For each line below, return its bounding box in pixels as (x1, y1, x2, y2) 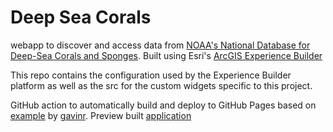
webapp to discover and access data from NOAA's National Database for (10, 39, 311, 51)
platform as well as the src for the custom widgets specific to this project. (10, 79, 313, 91)
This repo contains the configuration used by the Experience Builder (10, 69, 292, 81)
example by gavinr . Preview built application (10, 109, 192, 121)
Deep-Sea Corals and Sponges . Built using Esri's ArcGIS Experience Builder (10, 49, 323, 61)
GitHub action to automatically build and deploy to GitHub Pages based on (10, 99, 317, 111)
